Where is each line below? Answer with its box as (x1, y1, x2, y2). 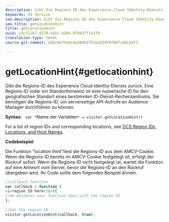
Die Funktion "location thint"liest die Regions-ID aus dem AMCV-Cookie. (5, 148, 155, 154)
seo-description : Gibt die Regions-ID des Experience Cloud (5, 17, 134, 22)
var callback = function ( (5, 184, 62, 189)
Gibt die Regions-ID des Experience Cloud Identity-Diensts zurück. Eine (5, 82, 154, 88)
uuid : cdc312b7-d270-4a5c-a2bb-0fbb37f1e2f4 (5, 31, 100, 36)
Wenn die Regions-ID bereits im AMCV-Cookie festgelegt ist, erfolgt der (5, 154, 154, 160)
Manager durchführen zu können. (5, 104, 75, 110)
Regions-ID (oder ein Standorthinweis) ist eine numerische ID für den (5, 88, 148, 94)
